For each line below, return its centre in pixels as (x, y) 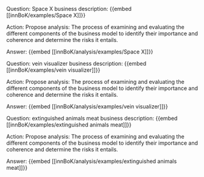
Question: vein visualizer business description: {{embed (76, 64)
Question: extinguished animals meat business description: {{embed (92, 118)
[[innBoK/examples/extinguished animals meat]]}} (69, 125)
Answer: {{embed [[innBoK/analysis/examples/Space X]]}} (80, 52)
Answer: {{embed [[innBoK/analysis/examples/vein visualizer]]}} (87, 106)
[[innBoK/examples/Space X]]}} (46, 15)
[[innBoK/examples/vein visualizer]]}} (53, 70)
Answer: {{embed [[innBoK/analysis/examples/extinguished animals (92, 161)
